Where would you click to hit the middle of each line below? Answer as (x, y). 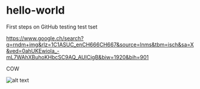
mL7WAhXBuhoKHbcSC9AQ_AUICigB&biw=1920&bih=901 (77, 57)
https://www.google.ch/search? (45, 38)
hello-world (36, 10)
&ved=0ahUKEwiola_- (33, 50)
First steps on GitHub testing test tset (52, 27)
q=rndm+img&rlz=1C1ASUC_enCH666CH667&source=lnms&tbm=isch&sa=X (100, 44)
